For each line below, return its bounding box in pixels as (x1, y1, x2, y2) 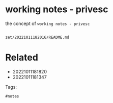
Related (5, 52, 38, 63)
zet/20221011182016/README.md (5, 35, 70, 40)
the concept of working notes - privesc (5, 20, 90, 27)
